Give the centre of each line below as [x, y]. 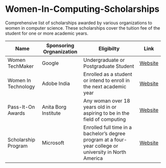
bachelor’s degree [104, 133]
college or [106, 146]
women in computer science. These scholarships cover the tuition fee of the [83, 28]
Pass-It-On [21, 107]
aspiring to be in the [106, 113]
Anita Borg [54, 107]
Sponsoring [60, 45]
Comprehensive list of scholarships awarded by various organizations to [79, 23]
